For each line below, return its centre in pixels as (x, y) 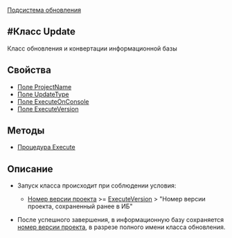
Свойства (29, 70)
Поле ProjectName (44, 86)
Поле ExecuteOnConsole (53, 101)
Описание (30, 169)
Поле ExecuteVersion (48, 109)
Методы (26, 131)
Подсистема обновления (44, 10)
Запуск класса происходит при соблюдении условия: (97, 185)
